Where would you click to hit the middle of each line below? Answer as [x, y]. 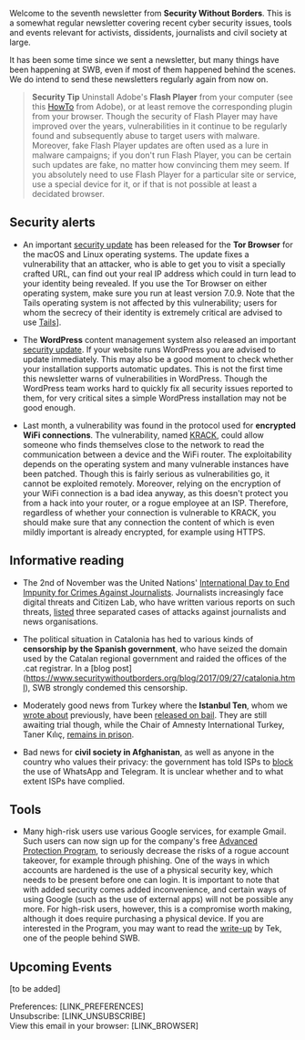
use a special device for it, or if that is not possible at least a [144, 184]
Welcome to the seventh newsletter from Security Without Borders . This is [150, 13]
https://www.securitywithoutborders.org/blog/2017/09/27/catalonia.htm [161, 678]
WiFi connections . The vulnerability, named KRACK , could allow [143, 435]
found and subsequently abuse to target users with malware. [146, 135]
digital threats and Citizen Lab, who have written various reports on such [159, 602]
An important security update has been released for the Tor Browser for [158, 244]
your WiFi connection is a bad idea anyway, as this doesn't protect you [155, 493]
